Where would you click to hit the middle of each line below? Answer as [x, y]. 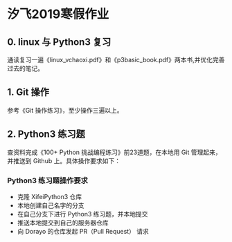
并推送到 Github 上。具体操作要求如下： [64, 160]
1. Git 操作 [28, 92]
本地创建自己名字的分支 [51, 205]
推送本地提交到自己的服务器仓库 [63, 223]
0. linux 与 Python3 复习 [59, 42]
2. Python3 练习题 [46, 134]
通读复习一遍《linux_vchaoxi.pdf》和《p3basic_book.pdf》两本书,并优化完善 [116, 60]
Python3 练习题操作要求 [48, 180]
